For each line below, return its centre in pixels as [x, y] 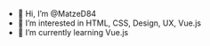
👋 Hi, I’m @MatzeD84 [57, 14]
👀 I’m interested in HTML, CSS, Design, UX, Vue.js [109, 23]
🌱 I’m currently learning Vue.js [73, 32]
